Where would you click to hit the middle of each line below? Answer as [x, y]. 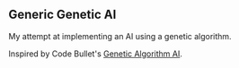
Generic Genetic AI [62, 15]
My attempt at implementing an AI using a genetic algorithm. [120, 36]
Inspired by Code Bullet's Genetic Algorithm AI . [96, 54]
